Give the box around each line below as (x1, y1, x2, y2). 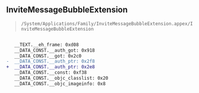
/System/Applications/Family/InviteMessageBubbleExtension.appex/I (20, 20, 193, 26)
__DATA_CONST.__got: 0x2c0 (14, 53, 82, 59)
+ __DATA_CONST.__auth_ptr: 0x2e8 (6, 64, 95, 70)
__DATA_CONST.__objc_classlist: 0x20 (14, 75, 109, 82)
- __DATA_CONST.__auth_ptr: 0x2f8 (6, 58, 95, 65)
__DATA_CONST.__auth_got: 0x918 (14, 47, 95, 53)
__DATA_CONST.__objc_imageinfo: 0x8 (14, 80, 106, 86)
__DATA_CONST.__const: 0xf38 (14, 70, 87, 76)
